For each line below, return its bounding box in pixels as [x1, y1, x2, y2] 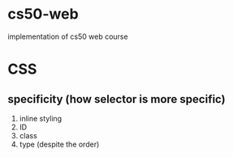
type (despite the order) [19, 139, 100, 149]
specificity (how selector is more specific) [7, 92, 226, 106]
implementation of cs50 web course [7, 32, 128, 41]
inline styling [19, 113, 63, 123]
